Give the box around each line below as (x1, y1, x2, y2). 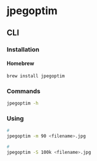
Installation (6, 45, 40, 54)
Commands (6, 87, 41, 95)
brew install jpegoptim (6, 73, 65, 79)
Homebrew (6, 60, 35, 67)
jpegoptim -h (6, 100, 39, 106)
